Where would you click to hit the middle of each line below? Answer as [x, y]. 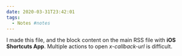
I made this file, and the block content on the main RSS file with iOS [91, 40]
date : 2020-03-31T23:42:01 [41, 12]
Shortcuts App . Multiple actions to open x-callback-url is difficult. [89, 46]
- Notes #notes [31, 23]
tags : [13, 17]
